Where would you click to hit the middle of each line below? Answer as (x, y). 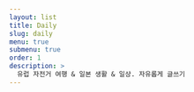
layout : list (33, 17)
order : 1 (25, 58)
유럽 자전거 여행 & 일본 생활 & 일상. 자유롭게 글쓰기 (101, 74)
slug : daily (31, 33)
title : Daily (33, 25)
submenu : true (35, 50)
